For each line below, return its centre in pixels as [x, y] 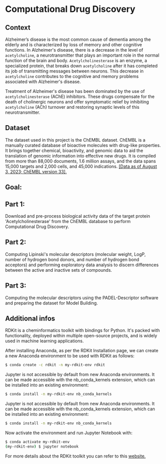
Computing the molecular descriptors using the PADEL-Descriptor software [82, 298]
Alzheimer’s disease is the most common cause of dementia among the [78, 39]
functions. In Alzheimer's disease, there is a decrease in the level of [74, 50]
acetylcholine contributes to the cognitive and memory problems [72, 76]
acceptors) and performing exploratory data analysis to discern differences [82, 265]
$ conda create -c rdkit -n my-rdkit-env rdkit [55, 365]
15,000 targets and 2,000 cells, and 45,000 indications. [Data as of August [81, 166]
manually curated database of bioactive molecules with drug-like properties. [83, 145]
